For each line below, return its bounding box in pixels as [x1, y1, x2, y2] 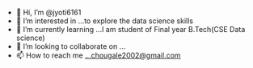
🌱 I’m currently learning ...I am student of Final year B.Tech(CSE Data [15, 25, 246, 34]
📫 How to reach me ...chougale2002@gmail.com [15, 50, 181, 60]
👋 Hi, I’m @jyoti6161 [15, 8, 82, 17]
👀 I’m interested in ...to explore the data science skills [15, 16, 194, 26]
